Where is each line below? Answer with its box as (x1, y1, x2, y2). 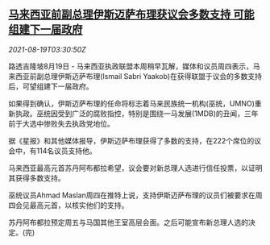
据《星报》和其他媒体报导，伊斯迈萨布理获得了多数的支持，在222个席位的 (8, 135, 255, 145)
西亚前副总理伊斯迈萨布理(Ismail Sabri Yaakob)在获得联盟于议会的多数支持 (15, 71, 262, 81)
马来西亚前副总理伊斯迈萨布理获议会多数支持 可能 (8, 7, 255, 22)
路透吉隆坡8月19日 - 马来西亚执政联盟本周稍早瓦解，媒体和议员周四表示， (8, 61, 254, 71)
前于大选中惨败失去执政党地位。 (8, 118, 114, 128)
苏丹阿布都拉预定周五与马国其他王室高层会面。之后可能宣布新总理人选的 (8, 217, 248, 227)
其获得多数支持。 (8, 172, 65, 183)
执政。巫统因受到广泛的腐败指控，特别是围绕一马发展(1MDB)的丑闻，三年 (15, 108, 259, 118)
